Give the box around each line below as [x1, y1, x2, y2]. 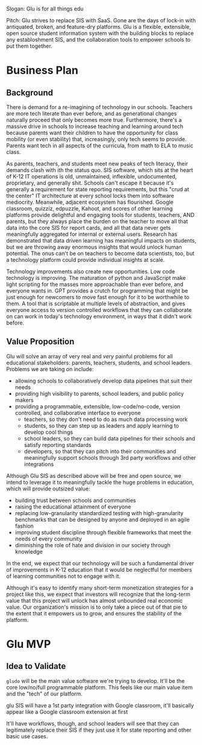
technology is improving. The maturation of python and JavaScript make [6, 274, 186, 281]
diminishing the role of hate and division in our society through [14, 541, 171, 548]
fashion [14, 522, 34, 530]
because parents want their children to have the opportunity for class [6, 129, 178, 136]
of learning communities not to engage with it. [6, 572, 121, 580]
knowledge [14, 548, 43, 555]
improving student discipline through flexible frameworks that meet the [14, 528, 192, 536]
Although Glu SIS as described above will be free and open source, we [6, 472, 182, 479]
